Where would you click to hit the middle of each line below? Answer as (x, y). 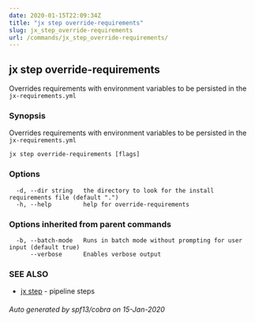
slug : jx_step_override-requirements (71, 30)
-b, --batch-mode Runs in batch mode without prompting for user (129, 240)
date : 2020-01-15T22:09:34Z (55, 15)
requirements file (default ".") (64, 197)
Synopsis (27, 115)
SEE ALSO (29, 274)
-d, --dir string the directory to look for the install (115, 190)
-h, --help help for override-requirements (103, 204)
